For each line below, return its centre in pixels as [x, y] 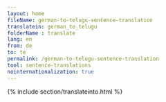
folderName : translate [41, 33]
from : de [20, 46]
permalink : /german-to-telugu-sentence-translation [83, 59]
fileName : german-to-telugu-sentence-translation [80, 20]
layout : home [26, 14]
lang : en [20, 40]
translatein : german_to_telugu [52, 26]
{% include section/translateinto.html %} [65, 92]
